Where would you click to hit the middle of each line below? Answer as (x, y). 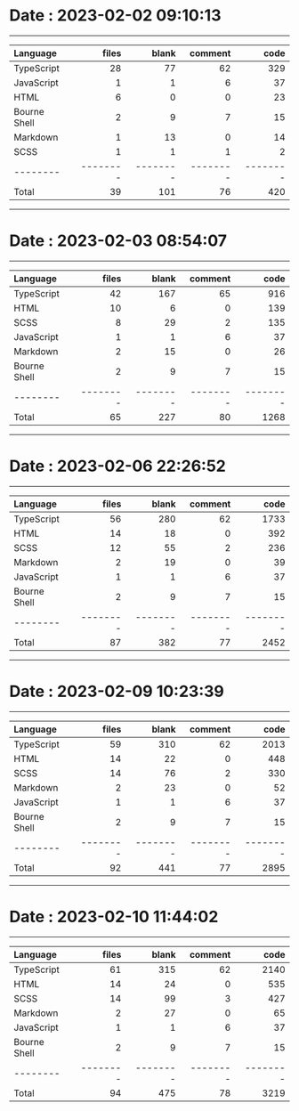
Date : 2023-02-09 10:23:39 (117, 692)
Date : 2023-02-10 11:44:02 (114, 916)
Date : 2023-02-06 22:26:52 (118, 466)
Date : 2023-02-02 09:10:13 (115, 16)
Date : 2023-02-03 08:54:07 (118, 241)
